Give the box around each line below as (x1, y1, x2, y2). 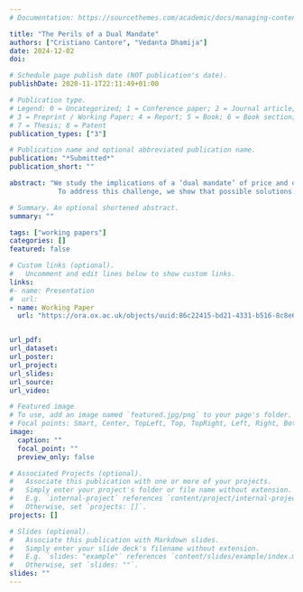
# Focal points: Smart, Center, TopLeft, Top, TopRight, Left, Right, (9, 419, 280, 429)
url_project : (9, 360, 59, 370)
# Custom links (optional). (9, 261, 115, 271)
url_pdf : (9, 336, 42, 345)
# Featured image (9, 402, 75, 412)
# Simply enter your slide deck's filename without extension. (9, 543, 260, 553)
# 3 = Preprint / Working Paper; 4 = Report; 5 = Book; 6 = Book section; (9, 112, 297, 122)
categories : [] (9, 236, 67, 245)
